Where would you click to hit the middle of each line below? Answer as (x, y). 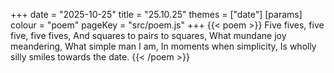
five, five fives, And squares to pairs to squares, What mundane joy (148, 35)
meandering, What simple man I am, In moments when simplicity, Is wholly (163, 46)
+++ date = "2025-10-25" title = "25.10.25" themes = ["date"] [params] (156, 14)
